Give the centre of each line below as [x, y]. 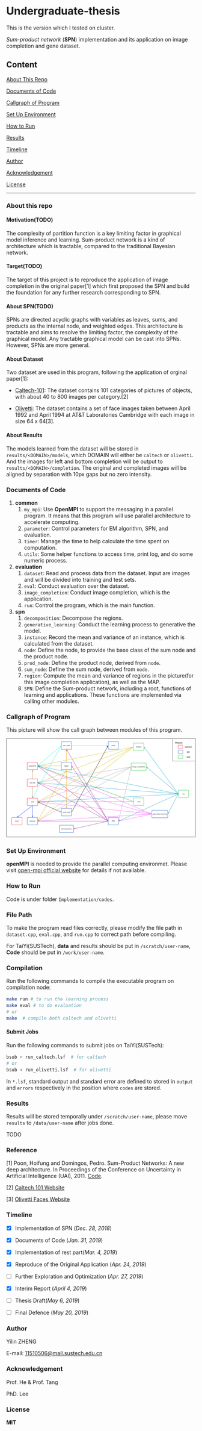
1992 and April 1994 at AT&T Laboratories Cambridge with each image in [105, 415]
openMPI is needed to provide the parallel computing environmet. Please [97, 864]
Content [22, 65]
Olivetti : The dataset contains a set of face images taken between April [103, 408]
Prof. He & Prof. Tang [32, 1382]
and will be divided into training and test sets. [80, 579]
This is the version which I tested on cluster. [61, 28]
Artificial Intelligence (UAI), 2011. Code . [55, 1176]
